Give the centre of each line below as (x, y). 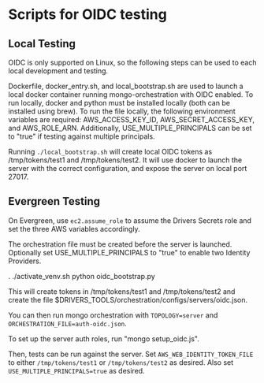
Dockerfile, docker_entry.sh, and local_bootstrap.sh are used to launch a (126, 86)
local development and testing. (58, 71)
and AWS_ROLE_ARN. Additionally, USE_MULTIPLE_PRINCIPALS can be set (130, 128)
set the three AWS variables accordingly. (74, 229)
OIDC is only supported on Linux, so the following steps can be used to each (132, 62)
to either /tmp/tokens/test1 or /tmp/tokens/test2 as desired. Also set (121, 362)
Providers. (25, 261)
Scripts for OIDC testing (87, 15)
